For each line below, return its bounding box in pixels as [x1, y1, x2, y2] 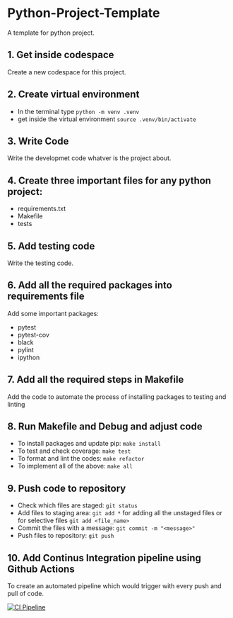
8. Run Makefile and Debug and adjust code [7, 420, 203, 433]
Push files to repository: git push [17, 532, 114, 540]
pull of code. [7, 590, 44, 598]
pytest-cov [17, 330, 49, 339]
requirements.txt [17, 204, 66, 213]
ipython [17, 353, 40, 361]
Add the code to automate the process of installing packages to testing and [7, 392, 227, 401]
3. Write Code [7, 135, 69, 147]
